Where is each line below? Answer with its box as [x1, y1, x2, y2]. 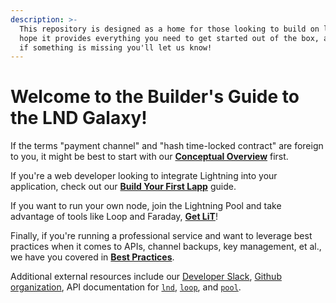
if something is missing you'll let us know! [19, 42, 213, 53]
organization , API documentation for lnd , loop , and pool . [10, 281, 242, 293]
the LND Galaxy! [10, 107, 148, 130]
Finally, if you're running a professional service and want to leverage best [10, 230, 313, 242]
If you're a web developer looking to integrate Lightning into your [10, 170, 278, 182]
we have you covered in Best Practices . [10, 251, 175, 263]
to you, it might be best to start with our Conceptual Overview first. [10, 151, 289, 163]
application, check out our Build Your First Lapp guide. [10, 181, 237, 193]
